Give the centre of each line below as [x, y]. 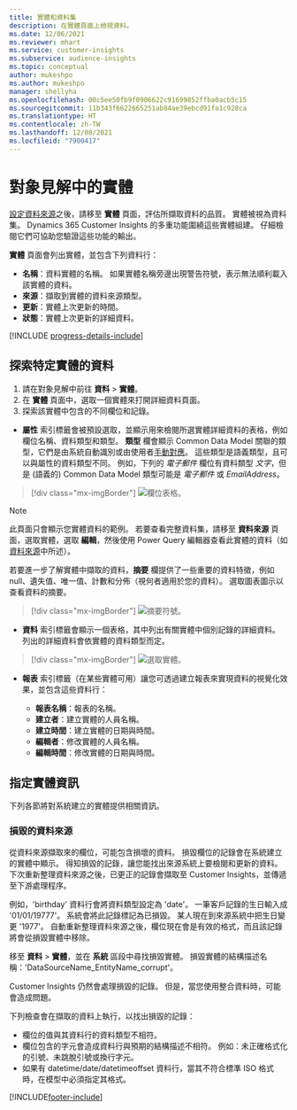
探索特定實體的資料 [61, 365]
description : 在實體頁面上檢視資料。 [71, 26]
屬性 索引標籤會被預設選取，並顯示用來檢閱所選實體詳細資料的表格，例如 [155, 430]
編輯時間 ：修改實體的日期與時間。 [97, 752]
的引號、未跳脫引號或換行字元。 [80, 1057]
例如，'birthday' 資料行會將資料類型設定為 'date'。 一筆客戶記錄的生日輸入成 [148, 904]
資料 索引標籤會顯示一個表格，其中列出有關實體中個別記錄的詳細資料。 [151, 629]
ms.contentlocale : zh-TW [55, 125]
